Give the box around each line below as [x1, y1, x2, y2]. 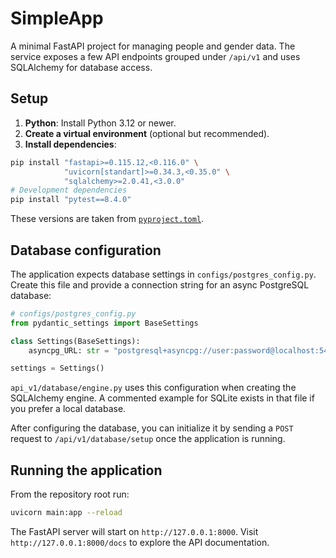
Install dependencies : [24, 138, 117, 150]
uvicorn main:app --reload [10, 508, 123, 518]
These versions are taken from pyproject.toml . [10, 213, 205, 225]
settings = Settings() [10, 363, 105, 374]
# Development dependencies [10, 185, 128, 196]
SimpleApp [10, 7, 104, 30]
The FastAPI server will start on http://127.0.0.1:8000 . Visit [10, 526, 259, 537]
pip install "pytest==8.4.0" [10, 195, 132, 205]
